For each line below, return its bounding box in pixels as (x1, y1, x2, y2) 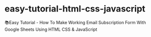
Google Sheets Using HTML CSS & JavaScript (4, 26, 98, 32)
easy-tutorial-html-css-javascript (4, 3, 146, 14)
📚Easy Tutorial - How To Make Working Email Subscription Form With (4, 19, 146, 25)
